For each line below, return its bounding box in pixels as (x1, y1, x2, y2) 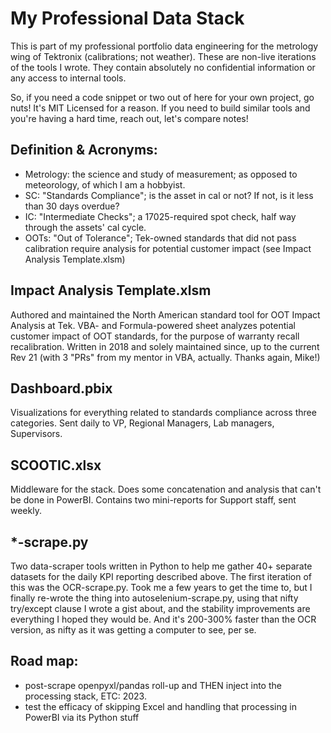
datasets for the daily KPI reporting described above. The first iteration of (10, 571, 313, 582)
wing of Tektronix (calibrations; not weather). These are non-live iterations (10, 50, 317, 62)
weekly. (10, 505, 42, 517)
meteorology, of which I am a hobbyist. (24, 178, 186, 191)
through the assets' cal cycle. (24, 221, 147, 233)
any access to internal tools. (10, 72, 127, 84)
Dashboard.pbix (10, 380, 113, 397)
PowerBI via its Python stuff (24, 711, 140, 723)
